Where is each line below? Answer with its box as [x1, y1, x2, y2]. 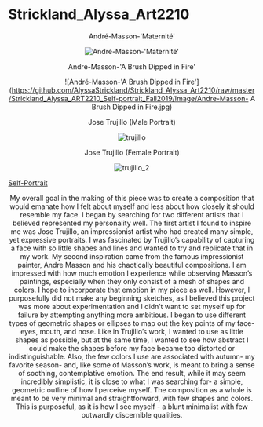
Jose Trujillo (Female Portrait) [84, 148, 180, 157]
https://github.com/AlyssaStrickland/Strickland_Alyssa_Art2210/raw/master [11, 85, 255, 95]
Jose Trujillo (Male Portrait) [87, 117, 177, 126]
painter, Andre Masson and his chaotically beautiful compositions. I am [17, 260, 247, 269]
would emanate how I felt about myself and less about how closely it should [9, 202, 255, 211]
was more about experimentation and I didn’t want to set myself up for [18, 301, 246, 311]
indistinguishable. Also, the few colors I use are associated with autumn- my [9, 352, 255, 361]
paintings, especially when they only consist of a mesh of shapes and [19, 276, 245, 286]
